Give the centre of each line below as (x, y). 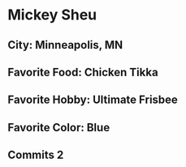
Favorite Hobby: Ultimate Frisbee (93, 100)
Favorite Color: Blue (59, 127)
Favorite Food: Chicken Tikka (83, 72)
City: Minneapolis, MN (65, 45)
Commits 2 (36, 155)
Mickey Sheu (52, 15)
